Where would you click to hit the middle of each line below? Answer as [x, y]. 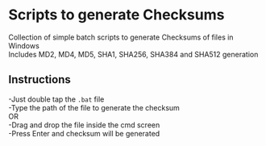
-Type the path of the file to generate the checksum [94, 107]
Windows [24, 45]
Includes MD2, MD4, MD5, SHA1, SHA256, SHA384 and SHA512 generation [133, 54]
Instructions [39, 79]
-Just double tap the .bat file [56, 99]
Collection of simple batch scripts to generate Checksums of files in [121, 37]
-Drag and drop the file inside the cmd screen [84, 125]
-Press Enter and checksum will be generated [84, 133]
